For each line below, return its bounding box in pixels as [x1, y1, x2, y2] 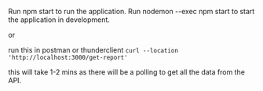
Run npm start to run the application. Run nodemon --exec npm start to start [8, 7, 255, 16]
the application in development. [8, 15, 110, 24]
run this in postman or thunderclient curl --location [8, 45, 179, 54]
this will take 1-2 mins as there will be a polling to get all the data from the [8, 67, 246, 77]
